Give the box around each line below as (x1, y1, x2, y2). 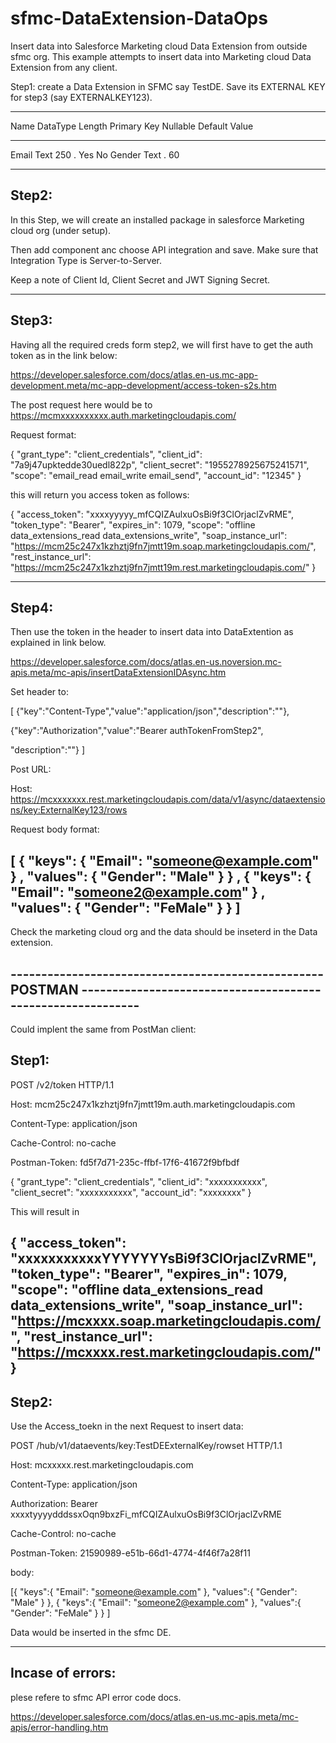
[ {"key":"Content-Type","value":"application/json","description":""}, (10, 705, 290, 717)
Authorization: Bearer (10, 1498, 98, 1510)
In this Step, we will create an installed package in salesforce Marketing (10, 213, 305, 226)
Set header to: (10, 686, 69, 698)
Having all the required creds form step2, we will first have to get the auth (10, 338, 314, 351)
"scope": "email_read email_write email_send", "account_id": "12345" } (10, 469, 302, 481)
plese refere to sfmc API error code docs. (10, 1691, 182, 1703)
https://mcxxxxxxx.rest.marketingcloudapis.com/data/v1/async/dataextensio (10, 793, 326, 806)
